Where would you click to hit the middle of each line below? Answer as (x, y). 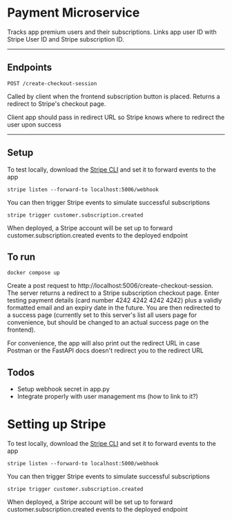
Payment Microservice (74, 13)
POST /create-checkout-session (52, 83)
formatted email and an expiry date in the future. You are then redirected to (114, 308)
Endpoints (30, 68)
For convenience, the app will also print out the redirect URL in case (104, 343)
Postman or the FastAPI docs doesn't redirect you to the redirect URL (106, 350)
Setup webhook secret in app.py (64, 389)
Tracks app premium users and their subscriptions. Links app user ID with (112, 32)
